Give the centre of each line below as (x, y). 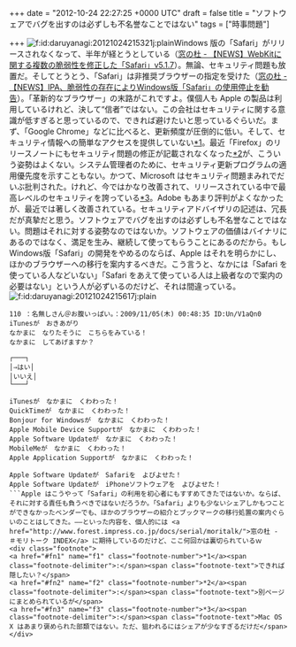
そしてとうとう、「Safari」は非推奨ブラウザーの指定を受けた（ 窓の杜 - (160, 76)
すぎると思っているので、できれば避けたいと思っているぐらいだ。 (152, 120)
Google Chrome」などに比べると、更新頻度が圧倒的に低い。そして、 (153, 131)
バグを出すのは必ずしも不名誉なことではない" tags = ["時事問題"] (151, 24)
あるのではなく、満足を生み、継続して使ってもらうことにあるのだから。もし (148, 242)
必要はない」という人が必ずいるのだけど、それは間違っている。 (125, 286)
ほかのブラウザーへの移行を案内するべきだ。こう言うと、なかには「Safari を (148, 264)
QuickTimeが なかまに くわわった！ (70, 411)
